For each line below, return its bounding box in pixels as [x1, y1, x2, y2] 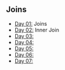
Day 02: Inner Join [14, 26, 60, 33]
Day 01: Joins [14, 20, 47, 27]
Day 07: [14, 57, 33, 64]
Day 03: [14, 32, 34, 40]
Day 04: [14, 38, 34, 45]
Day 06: [14, 51, 34, 58]
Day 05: [14, 45, 34, 52]
